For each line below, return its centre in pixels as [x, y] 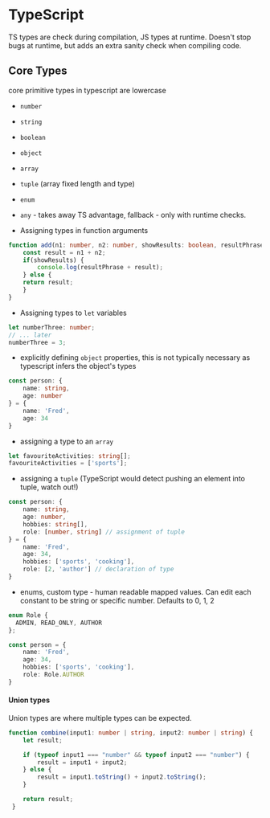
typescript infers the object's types [78, 366]
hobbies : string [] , [55, 524]
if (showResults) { [53, 260]
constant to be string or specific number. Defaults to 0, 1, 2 [117, 600]
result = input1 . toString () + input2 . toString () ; [122, 777]
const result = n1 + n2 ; [64, 252]
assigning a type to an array [67, 441]
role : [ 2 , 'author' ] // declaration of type [98, 569]
